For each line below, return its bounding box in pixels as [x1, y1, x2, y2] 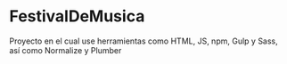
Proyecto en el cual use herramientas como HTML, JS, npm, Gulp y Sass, [9, 36, 278, 46]
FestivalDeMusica [9, 6, 145, 27]
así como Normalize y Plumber [9, 44, 122, 55]
